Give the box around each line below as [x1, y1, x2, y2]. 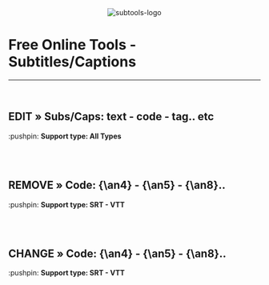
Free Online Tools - [8, 36, 137, 54]
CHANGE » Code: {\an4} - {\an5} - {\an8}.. [8, 247, 227, 260]
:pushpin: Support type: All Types [8, 131, 122, 141]
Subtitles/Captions [8, 53, 137, 71]
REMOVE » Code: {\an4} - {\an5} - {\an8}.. [8, 179, 226, 192]
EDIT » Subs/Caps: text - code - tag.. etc [8, 110, 215, 123]
